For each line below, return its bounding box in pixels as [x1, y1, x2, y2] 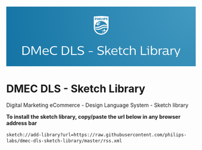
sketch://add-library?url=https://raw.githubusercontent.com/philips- [6, 132, 187, 138]
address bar [6, 119, 37, 127]
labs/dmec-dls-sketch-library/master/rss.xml [6, 138, 122, 144]
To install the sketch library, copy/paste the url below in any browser [6, 113, 181, 121]
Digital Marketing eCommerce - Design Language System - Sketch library [6, 101, 189, 109]
